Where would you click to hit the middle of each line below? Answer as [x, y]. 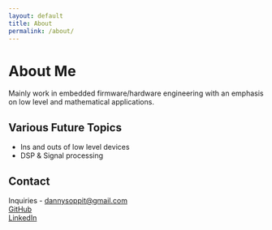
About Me [42, 71]
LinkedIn [23, 217]
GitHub [20, 209]
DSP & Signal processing [62, 155]
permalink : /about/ [41, 31]
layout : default [36, 16]
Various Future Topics [65, 128]
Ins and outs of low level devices [75, 147]
